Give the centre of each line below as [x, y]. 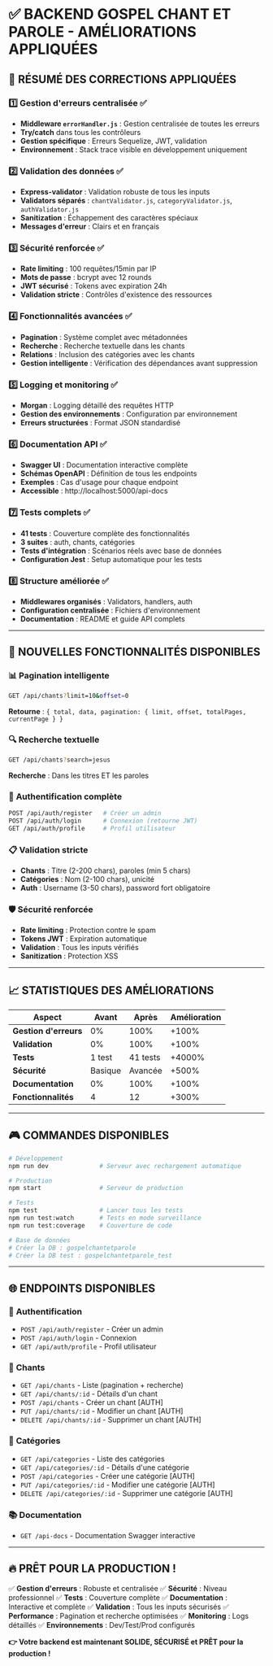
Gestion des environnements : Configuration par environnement [129, 414]
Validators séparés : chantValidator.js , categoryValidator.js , [126, 201]
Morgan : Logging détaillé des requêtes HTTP [97, 406]
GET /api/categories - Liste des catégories [92, 1459]
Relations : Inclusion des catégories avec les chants [107, 354]
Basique [106, 1071]
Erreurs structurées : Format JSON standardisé [100, 423]
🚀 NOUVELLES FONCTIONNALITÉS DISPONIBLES [134, 652]
